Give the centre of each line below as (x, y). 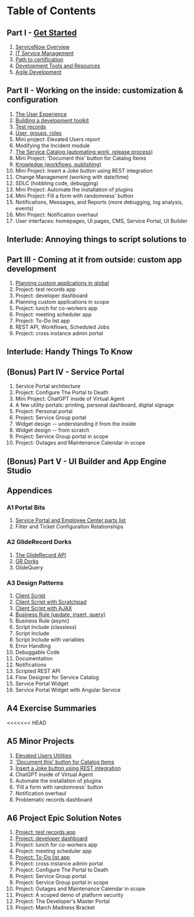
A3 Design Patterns (35, 582)
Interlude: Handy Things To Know (70, 352)
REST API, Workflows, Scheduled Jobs (62, 327)
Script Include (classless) (46, 627)
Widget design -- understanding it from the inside (75, 424)
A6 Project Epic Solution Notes (64, 818)
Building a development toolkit (52, 120)
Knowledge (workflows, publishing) (58, 164)
